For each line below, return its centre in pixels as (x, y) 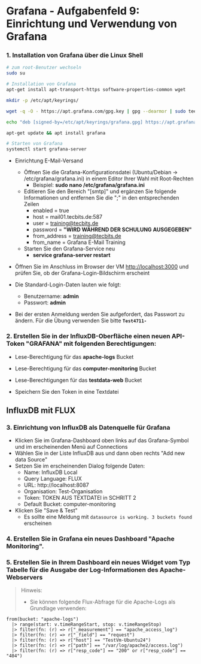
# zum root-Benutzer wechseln (44, 68)
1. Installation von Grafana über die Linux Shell (75, 55)
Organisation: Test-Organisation (63, 491)
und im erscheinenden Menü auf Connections (71, 447)
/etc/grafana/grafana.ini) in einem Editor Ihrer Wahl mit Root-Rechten (109, 179)
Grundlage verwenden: (58, 608)
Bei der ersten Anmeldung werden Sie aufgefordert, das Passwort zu (100, 314)
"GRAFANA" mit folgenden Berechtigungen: (91, 344)
